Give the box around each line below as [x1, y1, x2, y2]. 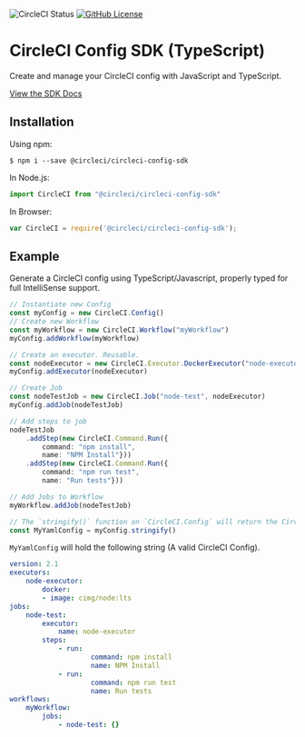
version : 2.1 [9, 560, 59, 569]
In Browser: [9, 205, 53, 217]
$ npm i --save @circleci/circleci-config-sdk [9, 155, 189, 165]
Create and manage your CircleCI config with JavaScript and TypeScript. [9, 70, 282, 81]
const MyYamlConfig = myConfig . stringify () [9, 525, 177, 535]
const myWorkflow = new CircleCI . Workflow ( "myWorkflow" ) [9, 325, 230, 334]
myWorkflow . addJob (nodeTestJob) [9, 501, 132, 510]
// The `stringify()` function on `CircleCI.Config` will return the [9, 517, 279, 526]
